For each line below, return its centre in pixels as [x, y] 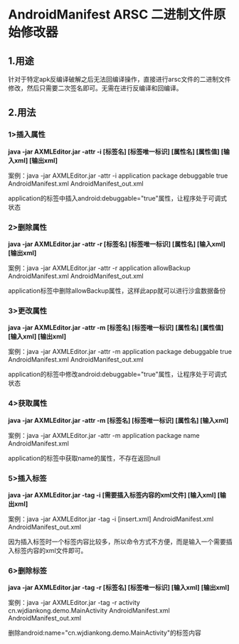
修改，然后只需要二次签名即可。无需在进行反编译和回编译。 [95, 88]
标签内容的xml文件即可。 [51, 550]
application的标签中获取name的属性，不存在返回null [84, 458]
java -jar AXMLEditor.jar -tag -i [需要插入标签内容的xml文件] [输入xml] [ [114, 495]
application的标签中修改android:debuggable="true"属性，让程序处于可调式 [117, 375]
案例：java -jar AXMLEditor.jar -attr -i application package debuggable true [118, 176]
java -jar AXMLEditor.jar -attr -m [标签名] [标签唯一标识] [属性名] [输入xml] [118, 420]
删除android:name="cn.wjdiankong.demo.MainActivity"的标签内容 [105, 633]
